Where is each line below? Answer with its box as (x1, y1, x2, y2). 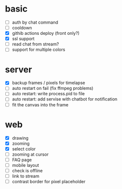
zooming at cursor (12, 151, 49, 157)
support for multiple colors (12, 47, 65, 53)
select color (12, 146, 36, 152)
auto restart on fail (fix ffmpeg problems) (12, 86, 93, 91)
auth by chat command (12, 19, 59, 25)
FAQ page (12, 157, 32, 162)
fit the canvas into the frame (12, 102, 69, 107)
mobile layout (12, 162, 39, 168)
